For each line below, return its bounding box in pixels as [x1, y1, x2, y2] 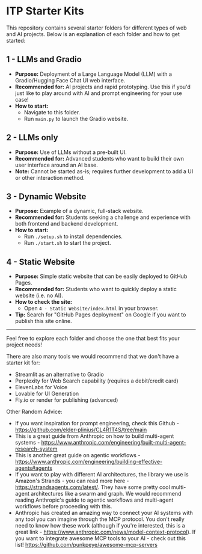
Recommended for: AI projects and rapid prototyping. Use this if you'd [14, 83, 191, 90]
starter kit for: [6, 359, 40, 366]
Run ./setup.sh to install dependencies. [23, 233, 123, 240]
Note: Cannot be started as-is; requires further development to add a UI [14, 167, 194, 175]
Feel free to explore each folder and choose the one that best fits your [6, 335, 180, 342]
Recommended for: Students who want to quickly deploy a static [14, 286, 177, 293]
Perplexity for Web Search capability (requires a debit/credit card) [14, 377, 179, 384]
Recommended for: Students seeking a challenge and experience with [14, 214, 191, 221]
